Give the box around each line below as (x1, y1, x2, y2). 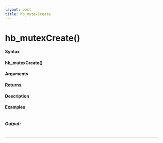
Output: (5, 121, 21, 127)
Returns (5, 82, 22, 88)
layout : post (5, 7, 32, 12)
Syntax (5, 49, 20, 55)
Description (5, 93, 30, 99)
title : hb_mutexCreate (5, 12, 51, 16)
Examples (5, 104, 26, 110)
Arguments (5, 71, 29, 77)
